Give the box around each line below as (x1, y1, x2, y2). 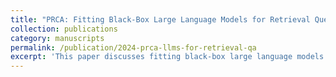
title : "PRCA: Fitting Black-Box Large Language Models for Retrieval (10, 14, 311, 25)
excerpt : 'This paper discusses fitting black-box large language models (10, 52, 325, 62)
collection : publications (10, 24, 118, 34)
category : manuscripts (10, 33, 105, 43)
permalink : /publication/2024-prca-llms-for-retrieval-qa (10, 42, 257, 53)
